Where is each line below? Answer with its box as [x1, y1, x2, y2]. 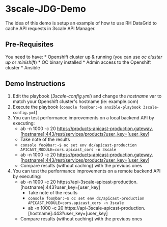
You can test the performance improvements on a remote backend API [12, 168, 161, 174]
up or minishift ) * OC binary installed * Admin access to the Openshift [5, 59, 151, 65]
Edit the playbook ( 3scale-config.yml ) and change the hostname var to [12, 93, 162, 99]
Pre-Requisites [5, 40, 54, 49]
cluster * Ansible [5, 64, 40, 70]
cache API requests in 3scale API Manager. [5, 25, 96, 31]
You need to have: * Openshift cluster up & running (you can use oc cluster [5, 54, 162, 60]
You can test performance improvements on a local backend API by [12, 114, 154, 120]
